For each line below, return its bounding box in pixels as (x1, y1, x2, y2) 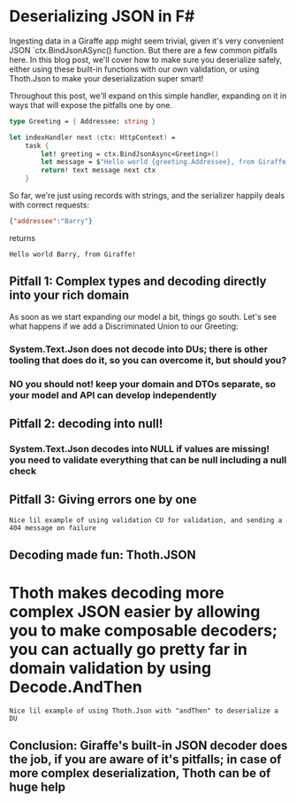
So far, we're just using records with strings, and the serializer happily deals (9, 191, 285, 201)
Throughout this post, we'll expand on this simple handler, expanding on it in (9, 90, 287, 101)
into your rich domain (9, 288, 130, 303)
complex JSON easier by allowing (9, 602, 261, 622)
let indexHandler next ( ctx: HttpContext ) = (9, 133, 176, 142)
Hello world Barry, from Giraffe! (9, 250, 137, 259)
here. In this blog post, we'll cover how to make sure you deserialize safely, (9, 54, 283, 65)
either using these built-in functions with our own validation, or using (9, 64, 260, 74)
